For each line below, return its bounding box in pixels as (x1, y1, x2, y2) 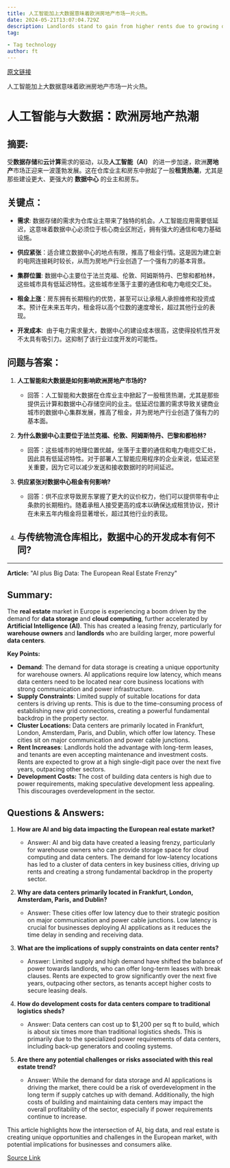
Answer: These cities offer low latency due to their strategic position (27, 909, 220, 917)
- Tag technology (7, 42, 57, 49)
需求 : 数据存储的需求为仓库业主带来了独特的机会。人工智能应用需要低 (16, 216, 213, 224)
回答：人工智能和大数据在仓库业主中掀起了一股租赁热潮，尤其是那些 (27, 390, 220, 399)
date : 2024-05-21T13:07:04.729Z (7, 16, 99, 23)
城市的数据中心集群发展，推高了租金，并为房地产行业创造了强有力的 (27, 408, 220, 416)
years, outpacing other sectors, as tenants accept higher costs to (27, 979, 212, 988)
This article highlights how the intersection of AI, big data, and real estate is (7, 1126, 220, 1134)
